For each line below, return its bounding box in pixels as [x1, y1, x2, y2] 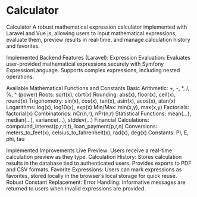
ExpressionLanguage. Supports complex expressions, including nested [6, 66, 180, 73]
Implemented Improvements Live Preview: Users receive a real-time [6, 147, 173, 154]
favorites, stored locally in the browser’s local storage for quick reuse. [6, 172, 177, 179]
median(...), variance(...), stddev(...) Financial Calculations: [6, 116, 150, 123]
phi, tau [6, 135, 25, 142]
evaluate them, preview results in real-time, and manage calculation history [6, 36, 190, 43]
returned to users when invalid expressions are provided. [6, 184, 146, 192]
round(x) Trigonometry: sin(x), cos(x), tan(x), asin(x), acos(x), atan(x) [6, 97, 176, 104]
